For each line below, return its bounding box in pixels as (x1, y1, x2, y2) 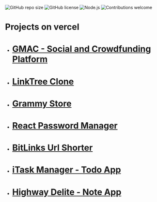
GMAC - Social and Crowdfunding (12, 43, 151, 55)
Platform (12, 54, 48, 65)
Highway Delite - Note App (12, 187, 122, 198)
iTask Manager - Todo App (12, 164, 121, 175)
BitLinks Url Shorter (12, 143, 93, 153)
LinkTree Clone (12, 76, 74, 87)
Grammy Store (12, 98, 72, 109)
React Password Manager (12, 120, 118, 131)
